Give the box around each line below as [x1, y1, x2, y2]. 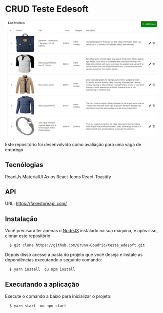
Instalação [5, 215, 38, 223]
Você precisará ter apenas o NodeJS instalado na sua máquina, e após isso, [5, 228, 158, 234]
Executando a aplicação [5, 280, 80, 289]
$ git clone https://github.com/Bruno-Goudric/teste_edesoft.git [9, 243, 145, 248]
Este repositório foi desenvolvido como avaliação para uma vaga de [5, 141, 142, 147]
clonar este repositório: [5, 233, 52, 239]
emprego [5, 147, 23, 152]
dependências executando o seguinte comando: [5, 257, 102, 263]
